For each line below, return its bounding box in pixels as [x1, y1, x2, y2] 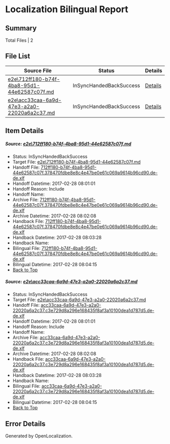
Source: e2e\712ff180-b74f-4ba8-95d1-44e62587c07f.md [5, 141, 132, 147]
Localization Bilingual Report [5, 4, 129, 15]
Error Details [5, 419, 46, 428]
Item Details [5, 126, 44, 135]
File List [5, 52, 30, 60]
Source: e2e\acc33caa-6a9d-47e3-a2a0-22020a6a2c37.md [5, 278, 138, 284]
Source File [24, 67, 52, 74]
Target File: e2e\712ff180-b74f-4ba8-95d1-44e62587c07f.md [12, 159, 141, 165]
